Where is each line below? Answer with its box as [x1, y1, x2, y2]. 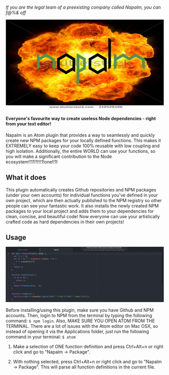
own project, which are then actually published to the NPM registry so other [6, 197, 162, 203]
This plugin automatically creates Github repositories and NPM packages [6, 186, 156, 193]
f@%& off [6, 10, 27, 16]
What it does [6, 173, 47, 182]
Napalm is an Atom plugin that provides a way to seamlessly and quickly [6, 132, 155, 138]
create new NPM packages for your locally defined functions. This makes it [6, 137, 161, 143]
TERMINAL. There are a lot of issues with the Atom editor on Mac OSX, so [6, 323, 158, 329]
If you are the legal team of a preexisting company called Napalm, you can [6, 5, 161, 10]
